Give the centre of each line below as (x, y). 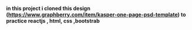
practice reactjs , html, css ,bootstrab (53, 21)
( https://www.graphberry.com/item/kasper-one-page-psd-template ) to (96, 14)
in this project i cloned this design (48, 8)
